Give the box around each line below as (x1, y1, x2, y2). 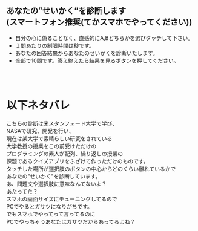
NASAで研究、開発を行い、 (6, 127, 74, 134)
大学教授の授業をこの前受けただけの (6, 142, 97, 149)
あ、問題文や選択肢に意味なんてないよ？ (6, 180, 107, 187)
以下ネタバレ (6, 99, 71, 112)
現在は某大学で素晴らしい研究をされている (6, 135, 113, 142)
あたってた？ (6, 187, 38, 195)
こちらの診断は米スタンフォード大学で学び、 (6, 120, 118, 127)
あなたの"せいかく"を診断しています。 (6, 172, 101, 180)
